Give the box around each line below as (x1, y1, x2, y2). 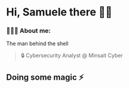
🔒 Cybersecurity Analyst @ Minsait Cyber (20, 52, 124, 59)
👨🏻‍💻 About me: (6, 27, 51, 35)
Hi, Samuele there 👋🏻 (6, 5, 112, 19)
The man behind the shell (6, 40, 69, 47)
